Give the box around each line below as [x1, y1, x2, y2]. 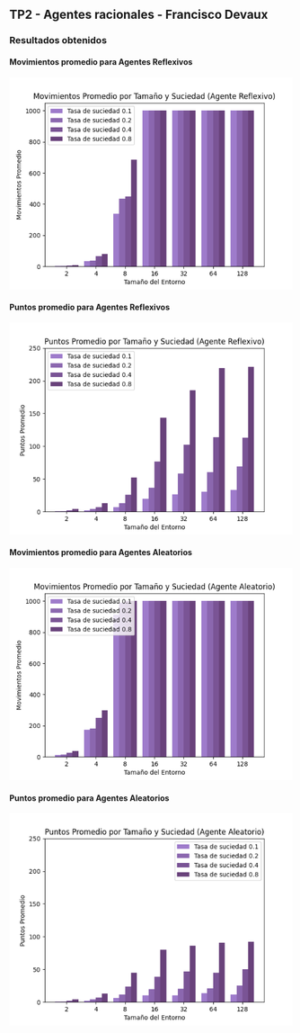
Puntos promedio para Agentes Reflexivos [9, 301, 171, 313]
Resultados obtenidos [9, 34, 108, 47]
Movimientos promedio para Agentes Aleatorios [9, 547, 193, 558]
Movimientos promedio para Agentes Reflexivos [9, 56, 193, 67]
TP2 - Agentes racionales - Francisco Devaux [9, 7, 269, 22]
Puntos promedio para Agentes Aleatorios [9, 792, 170, 804]
